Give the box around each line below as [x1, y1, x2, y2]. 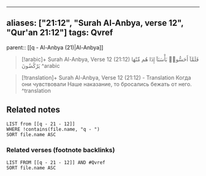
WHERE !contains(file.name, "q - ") [6, 126, 100, 132]
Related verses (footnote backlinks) [6, 145, 115, 154]
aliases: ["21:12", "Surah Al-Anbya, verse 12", [6, 18, 184, 28]
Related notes [6, 105, 60, 115]
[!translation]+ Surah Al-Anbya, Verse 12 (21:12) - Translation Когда [21, 74, 191, 81]
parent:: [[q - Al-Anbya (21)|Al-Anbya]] [6, 43, 104, 51]
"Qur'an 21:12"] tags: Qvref [6, 28, 113, 38]
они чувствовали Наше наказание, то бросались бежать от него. [21, 80, 192, 87]
